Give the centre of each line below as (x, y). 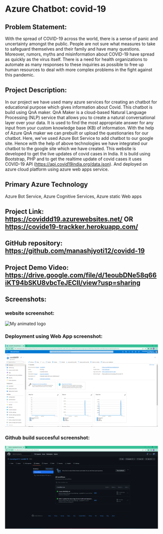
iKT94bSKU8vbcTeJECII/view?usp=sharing (73, 283)
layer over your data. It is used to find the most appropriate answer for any (79, 122)
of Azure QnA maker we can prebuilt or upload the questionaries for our (77, 133)
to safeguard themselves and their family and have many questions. (73, 49)
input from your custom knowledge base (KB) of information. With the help (80, 128)
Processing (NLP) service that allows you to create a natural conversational (80, 117)
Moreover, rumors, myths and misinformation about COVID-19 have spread (80, 54)
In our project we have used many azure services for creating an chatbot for (81, 102)
